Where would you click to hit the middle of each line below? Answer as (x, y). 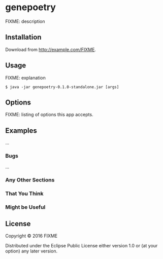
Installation (23, 37)
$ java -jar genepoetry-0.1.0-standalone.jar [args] (62, 87)
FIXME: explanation (25, 78)
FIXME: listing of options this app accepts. (49, 115)
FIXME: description (25, 21)
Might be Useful (25, 207)
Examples (21, 131)
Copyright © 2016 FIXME (31, 236)
